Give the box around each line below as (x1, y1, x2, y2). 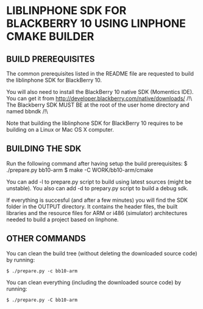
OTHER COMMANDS (6, 233, 87, 244)
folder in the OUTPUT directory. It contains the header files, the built (6, 202, 178, 210)
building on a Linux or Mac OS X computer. (6, 126, 114, 133)
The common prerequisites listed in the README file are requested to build (6, 70, 194, 77)
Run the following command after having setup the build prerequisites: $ (6, 160, 188, 167)
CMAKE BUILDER (6, 30, 94, 43)
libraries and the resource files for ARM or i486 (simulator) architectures (6, 209, 188, 216)
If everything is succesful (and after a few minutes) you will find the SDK (6, 196, 188, 204)
